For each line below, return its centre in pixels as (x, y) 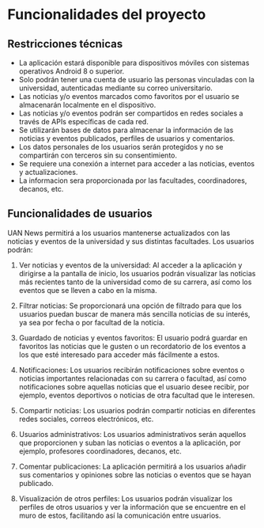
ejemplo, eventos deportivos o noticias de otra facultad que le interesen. (137, 395)
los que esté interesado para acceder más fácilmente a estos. (119, 355)
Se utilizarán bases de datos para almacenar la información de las (126, 130)
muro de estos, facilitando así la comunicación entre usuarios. (120, 515)
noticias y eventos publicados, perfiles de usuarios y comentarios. (127, 139)
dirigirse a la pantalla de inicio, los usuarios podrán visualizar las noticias (137, 273)
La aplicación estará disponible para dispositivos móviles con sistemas (134, 63)
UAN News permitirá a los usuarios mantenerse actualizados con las (119, 233)
